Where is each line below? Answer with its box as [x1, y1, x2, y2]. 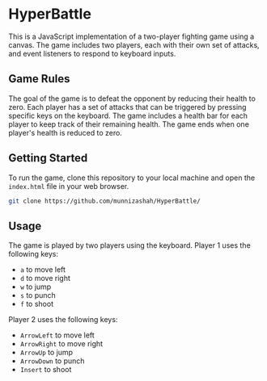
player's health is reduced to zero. [8, 128, 123, 137]
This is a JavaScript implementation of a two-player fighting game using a [8, 31, 255, 41]
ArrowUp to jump [19, 348, 74, 358]
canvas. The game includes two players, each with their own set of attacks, [8, 40, 261, 49]
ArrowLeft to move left [19, 330, 95, 340]
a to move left [19, 265, 66, 274]
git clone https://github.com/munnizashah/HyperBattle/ [8, 197, 201, 205]
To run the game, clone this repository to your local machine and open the [8, 173, 256, 182]
